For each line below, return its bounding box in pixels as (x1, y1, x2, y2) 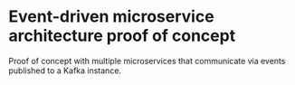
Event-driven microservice (8, 6, 214, 27)
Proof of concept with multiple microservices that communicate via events (8, 55, 286, 66)
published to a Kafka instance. (8, 65, 122, 76)
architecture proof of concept (8, 25, 236, 46)
